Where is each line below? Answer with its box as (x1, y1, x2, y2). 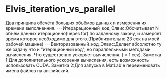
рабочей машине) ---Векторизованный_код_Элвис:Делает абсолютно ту (5, 41, 162, 47)
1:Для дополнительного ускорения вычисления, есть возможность (5, 57, 149, 63)
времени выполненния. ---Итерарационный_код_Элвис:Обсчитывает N (5, 25, 159, 31)
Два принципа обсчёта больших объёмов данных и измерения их (5, 20, 147, 26)
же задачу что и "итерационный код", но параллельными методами (5, 46, 151, 52)
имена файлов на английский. (5, 67, 70, 73)
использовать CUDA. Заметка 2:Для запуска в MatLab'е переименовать (5, 62, 160, 68)
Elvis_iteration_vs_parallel (5, 3, 116, 15)
